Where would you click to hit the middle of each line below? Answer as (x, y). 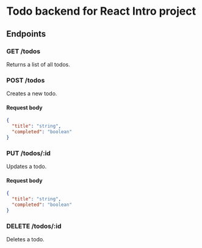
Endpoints (26, 34)
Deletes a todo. (25, 239)
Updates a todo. (27, 167)
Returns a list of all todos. (38, 64)
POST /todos (26, 80)
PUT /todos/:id (28, 153)
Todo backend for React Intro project (101, 11)
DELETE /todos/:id (34, 226)
